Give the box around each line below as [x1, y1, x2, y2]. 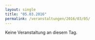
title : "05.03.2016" [5, 12, 47, 17]
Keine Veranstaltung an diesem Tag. [5, 30, 77, 36]
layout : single [5, 7, 36, 12]
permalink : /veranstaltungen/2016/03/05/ [5, 16, 91, 21]
